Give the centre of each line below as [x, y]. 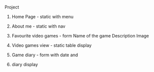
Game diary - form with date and [45, 55]
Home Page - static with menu [43, 17]
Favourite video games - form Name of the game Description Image [80, 36]
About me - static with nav [39, 26]
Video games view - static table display [52, 45]
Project [12, 7]
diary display [25, 64]
